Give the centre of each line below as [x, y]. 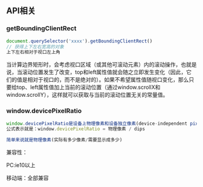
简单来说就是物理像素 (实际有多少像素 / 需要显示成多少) [64, 140]
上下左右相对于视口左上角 [33, 52]
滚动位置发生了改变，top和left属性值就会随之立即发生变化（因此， [104, 72]
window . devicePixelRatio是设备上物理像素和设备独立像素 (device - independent [97, 123]
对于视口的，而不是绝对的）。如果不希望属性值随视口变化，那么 [111, 80]
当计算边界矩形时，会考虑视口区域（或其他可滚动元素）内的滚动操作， [94, 65]
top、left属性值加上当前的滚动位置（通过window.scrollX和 [89, 87]
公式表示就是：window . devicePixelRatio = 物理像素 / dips [76, 129]
